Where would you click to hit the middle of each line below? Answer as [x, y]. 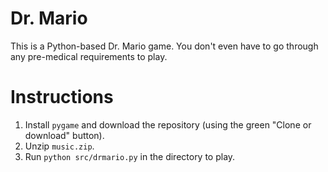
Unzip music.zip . [59, 146]
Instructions [62, 97]
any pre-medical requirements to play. [89, 56]
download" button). [64, 135]
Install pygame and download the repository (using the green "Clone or [168, 124]
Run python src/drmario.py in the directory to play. [130, 156]
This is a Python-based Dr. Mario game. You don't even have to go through [164, 46]
